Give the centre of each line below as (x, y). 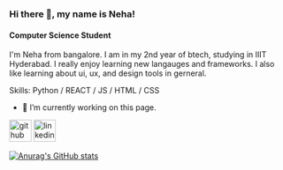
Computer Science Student (60, 35)
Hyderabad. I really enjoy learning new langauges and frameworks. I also (142, 64)
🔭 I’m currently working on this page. (89, 107)
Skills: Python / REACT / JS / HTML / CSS (84, 91)
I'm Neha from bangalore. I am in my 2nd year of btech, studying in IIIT (138, 55)
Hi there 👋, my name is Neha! (72, 14)
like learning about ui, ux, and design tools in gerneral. (108, 73)
